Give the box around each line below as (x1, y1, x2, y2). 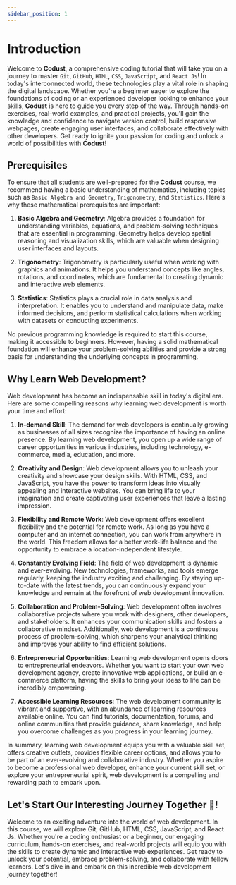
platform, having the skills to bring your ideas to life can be (50, 676, 221, 685)
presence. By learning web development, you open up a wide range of (17, 435, 222, 444)
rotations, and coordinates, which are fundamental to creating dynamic (17, 273, 224, 281)
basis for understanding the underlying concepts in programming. (7, 353, 199, 361)
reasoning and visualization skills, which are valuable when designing (17, 237, 220, 245)
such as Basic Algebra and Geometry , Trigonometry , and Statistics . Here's (7, 193, 225, 202)
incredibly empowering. (17, 683, 87, 692)
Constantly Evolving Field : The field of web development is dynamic (17, 559, 218, 568)
